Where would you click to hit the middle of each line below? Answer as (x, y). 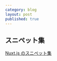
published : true (22, 19)
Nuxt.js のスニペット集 (28, 53)
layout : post (19, 14)
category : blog (21, 10)
